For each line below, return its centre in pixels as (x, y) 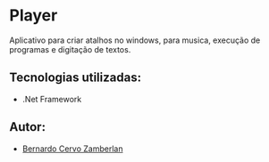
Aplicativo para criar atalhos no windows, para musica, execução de (135, 40)
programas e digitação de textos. (70, 49)
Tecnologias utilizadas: (75, 78)
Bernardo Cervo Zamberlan (72, 149)
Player (34, 16)
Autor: (28, 127)
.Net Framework (52, 99)
